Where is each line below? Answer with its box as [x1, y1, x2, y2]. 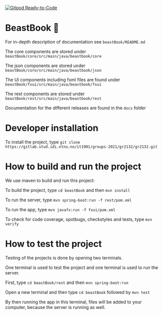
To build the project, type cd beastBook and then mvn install [5, 187, 130, 193]
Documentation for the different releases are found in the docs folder [5, 105, 146, 111]
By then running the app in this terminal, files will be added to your [5, 298, 142, 305]
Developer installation [5, 123, 98, 134]
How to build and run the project [5, 161, 141, 172]
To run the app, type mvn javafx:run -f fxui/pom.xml [5, 206, 116, 212]
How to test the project [5, 238, 102, 249]
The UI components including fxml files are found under [5, 77, 120, 83]
